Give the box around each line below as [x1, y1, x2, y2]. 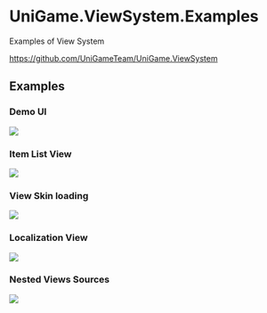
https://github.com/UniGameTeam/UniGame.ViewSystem [9, 53, 218, 63]
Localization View [9, 232, 88, 244]
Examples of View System [9, 36, 105, 46]
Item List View [9, 147, 72, 160]
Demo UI [9, 105, 47, 118]
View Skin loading [9, 189, 89, 202]
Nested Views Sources [9, 274, 109, 286]
